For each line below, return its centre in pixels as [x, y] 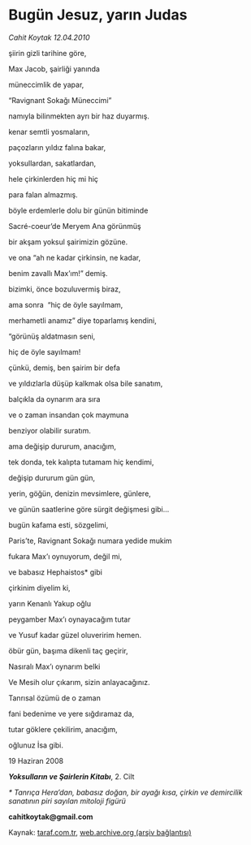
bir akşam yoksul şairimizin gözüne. [68, 242]
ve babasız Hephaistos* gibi [56, 572]
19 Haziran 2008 [36, 761]
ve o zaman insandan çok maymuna [69, 415]
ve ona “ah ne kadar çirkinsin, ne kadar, [74, 257]
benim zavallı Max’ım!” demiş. [58, 273]
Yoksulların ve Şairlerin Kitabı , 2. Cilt [71, 776]
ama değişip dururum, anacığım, [62, 446]
